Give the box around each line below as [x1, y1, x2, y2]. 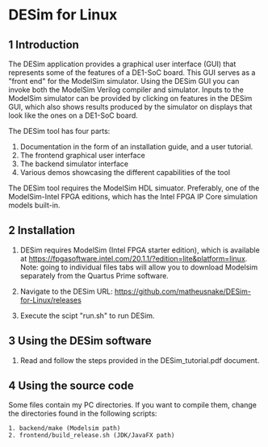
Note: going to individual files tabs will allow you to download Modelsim [19, 262, 258, 272]
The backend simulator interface [19, 159, 129, 169]
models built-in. [8, 200, 61, 210]
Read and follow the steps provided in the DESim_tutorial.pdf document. [19, 355, 260, 365]
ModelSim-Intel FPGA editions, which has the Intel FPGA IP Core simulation [8, 192, 258, 201]
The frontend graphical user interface [19, 151, 145, 160]
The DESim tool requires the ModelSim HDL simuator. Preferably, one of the [8, 183, 260, 193]
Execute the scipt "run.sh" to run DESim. [19, 311, 155, 320]
